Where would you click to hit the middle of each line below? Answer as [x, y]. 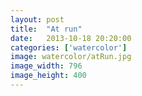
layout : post [37, 19]
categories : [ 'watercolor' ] [69, 47]
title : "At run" [46, 29]
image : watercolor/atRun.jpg [71, 57]
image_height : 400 [48, 76]
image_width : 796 [46, 66]
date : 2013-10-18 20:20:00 [71, 38]
